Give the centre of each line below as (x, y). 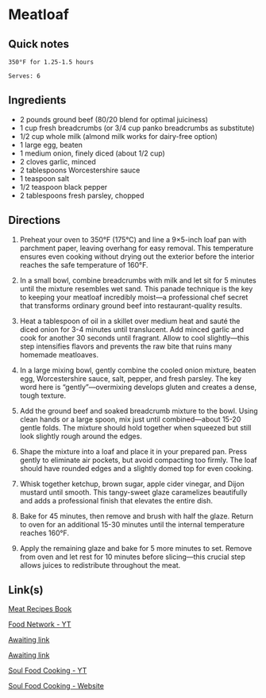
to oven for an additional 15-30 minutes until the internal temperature (132, 524)
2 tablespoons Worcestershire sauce (80, 170)
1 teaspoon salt (44, 178)
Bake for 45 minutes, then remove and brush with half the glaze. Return (137, 516)
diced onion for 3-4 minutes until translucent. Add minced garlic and (132, 329)
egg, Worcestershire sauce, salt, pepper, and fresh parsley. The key (131, 378)
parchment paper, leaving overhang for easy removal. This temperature (137, 248)
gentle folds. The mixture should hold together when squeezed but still (135, 427)
